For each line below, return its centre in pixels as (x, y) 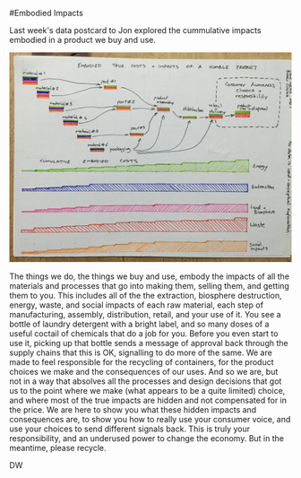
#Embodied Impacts (46, 13)
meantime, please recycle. (58, 448)
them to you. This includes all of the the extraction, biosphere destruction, (146, 296)
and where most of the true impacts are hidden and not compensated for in (148, 400)
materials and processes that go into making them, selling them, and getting (149, 286)
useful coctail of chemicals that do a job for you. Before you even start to (144, 334)
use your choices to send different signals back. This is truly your (130, 429)
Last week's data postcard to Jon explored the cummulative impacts (135, 30)
